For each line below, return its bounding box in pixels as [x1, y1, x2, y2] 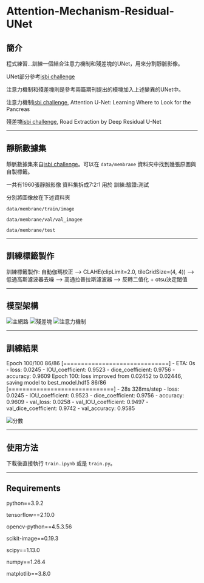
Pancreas [6, 106, 30, 113]
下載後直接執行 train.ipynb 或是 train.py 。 [6, 460, 116, 467]
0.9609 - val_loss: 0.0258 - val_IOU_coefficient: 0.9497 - [6, 399, 149, 406]
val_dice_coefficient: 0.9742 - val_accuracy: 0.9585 [6, 405, 135, 412]
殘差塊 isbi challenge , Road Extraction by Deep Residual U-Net [6, 118, 162, 125]
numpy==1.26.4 [6, 558, 46, 565]
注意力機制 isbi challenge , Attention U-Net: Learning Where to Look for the [6, 99, 191, 106]
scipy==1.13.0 [6, 546, 40, 553]
